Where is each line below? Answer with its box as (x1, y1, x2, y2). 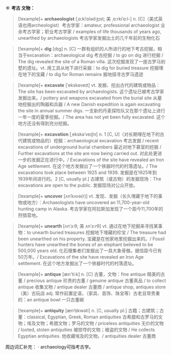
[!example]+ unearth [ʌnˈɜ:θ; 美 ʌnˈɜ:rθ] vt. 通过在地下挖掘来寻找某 (17, 223, 158, 229)
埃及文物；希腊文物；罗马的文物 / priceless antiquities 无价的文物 (27, 320, 164, 326)
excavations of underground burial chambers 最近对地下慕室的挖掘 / (17, 144, 162, 150)
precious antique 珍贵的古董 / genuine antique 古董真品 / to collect (26, 277, 166, 284)
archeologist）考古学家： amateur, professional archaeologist (31, 22, 160, 28)
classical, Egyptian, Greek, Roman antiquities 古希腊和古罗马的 (27, 314, 158, 320)
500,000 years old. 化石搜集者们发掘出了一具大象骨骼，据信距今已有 (17, 247, 162, 253)
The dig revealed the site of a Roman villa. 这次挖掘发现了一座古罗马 (17, 59, 161, 64)
